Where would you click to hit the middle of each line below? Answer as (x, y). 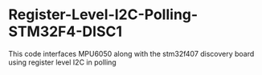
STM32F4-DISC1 (65, 32)
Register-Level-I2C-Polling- (103, 15)
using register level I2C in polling (62, 62)
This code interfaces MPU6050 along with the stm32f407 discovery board (131, 53)
